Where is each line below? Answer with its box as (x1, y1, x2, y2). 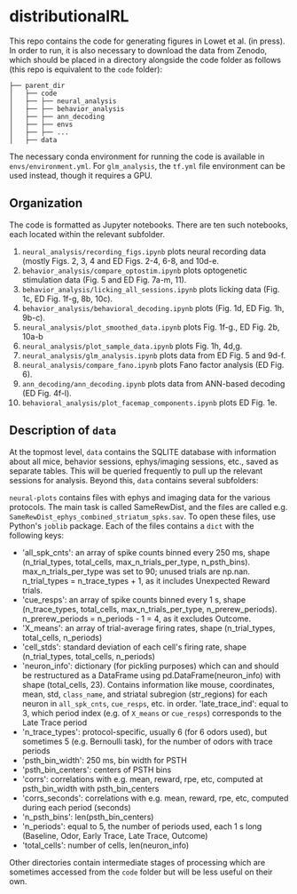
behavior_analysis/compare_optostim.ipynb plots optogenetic (21, 265, 248, 275)
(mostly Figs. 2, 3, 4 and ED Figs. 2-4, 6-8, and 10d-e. (21, 255, 220, 266)
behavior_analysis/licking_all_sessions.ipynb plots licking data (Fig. (21, 283, 280, 294)
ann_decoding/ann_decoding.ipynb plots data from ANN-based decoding (21, 378, 285, 388)
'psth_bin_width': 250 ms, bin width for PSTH (21, 754, 188, 765)
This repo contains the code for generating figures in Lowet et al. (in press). (9, 36, 285, 46)
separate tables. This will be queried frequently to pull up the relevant (9, 465, 263, 476)
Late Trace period (21, 717, 88, 728)
